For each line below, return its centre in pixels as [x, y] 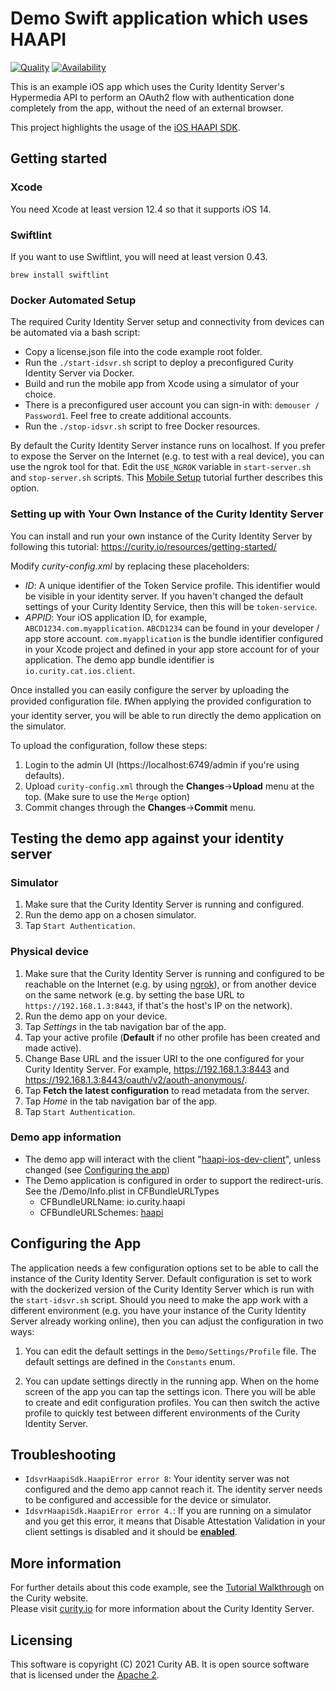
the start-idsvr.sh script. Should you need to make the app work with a [159, 1299]
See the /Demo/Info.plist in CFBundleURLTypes [122, 1191]
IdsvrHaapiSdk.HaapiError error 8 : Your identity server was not [157, 1479]
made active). [53, 1048]
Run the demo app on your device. [96, 1016]
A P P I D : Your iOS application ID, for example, [116, 617]
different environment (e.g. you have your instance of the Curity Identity [158, 1310]
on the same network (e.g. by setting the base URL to [134, 994]
